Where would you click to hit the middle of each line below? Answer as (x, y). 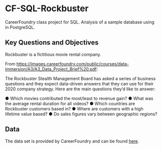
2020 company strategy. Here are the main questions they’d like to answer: (80, 89)
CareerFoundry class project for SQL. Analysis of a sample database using (80, 22)
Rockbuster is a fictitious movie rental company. (53, 54)
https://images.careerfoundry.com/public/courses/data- (72, 64)
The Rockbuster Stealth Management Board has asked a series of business (80, 78)
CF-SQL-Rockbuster (47, 9)
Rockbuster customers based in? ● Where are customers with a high (74, 108)
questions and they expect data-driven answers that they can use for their (80, 84)
